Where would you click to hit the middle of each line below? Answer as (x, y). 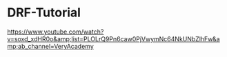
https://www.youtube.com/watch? (56, 32)
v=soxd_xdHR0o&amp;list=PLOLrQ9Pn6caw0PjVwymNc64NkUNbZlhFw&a (113, 38)
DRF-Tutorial (44, 13)
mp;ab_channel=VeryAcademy (51, 46)
